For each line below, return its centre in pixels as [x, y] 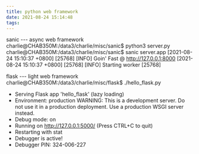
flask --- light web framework [42, 76]
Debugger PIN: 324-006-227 [50, 145]
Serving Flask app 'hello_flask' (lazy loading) [70, 94]
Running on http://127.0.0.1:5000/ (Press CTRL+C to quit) [84, 126]
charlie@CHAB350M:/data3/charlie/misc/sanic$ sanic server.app [86, 52]
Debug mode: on [35, 120]
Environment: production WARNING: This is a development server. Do [100, 100]
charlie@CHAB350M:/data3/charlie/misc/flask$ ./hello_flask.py [84, 83]
